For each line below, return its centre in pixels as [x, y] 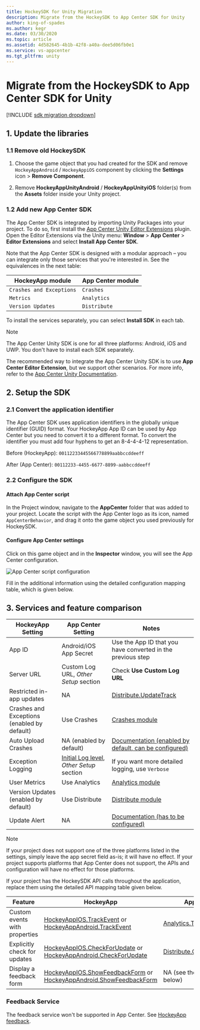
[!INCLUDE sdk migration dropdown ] [51, 115]
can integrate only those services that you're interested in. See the [88, 259]
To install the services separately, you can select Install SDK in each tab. [95, 320]
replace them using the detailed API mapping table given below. [84, 887]
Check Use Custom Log [146, 670]
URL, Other [77, 675]
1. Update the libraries [48, 133]
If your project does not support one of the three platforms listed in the [93, 850]
